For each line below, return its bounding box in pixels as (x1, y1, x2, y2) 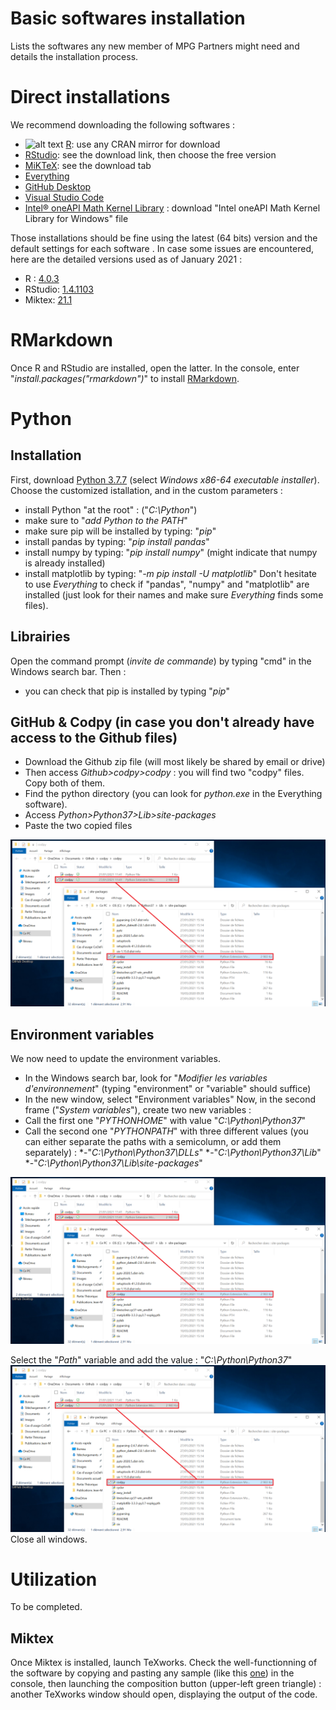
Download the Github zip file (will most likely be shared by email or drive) (24, 756, 326, 768)
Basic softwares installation (10, 7, 246, 30)
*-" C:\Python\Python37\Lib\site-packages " (24, 1157, 203, 1169)
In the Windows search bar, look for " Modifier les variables (24, 1072, 268, 1084)
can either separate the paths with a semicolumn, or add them (24, 1136, 282, 1148)
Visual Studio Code (24, 191, 105, 203)
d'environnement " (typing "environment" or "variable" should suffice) (24, 1083, 312, 1095)
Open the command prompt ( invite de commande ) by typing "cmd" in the (10, 655, 312, 667)
